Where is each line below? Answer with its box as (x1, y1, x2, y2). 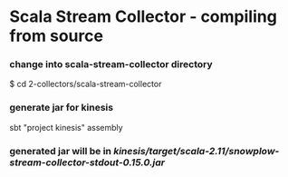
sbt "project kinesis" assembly (9, 122, 124, 133)
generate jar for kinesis (9, 102, 114, 114)
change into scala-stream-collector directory (9, 58, 213, 71)
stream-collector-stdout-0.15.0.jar (9, 156, 166, 169)
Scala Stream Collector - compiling (9, 6, 278, 27)
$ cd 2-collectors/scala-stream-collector (9, 79, 162, 90)
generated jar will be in (9, 144, 111, 157)
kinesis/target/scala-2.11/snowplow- (112, 144, 280, 157)
